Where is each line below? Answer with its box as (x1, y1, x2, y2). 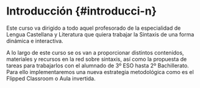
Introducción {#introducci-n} (6, 4, 157, 18)
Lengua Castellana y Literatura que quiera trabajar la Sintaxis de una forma (6, 30, 195, 38)
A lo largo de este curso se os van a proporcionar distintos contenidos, (6, 49, 184, 56)
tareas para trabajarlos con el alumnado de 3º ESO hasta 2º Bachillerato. (6, 62, 189, 69)
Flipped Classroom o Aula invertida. (6, 75, 96, 82)
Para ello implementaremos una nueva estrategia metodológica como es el (6, 68, 194, 75)
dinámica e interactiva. (6, 37, 63, 44)
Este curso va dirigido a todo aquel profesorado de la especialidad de (6, 24, 181, 32)
